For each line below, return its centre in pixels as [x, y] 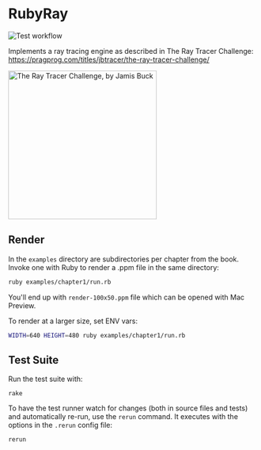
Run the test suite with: [45, 379]
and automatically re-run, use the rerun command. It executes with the [123, 417]
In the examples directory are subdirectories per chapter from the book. [124, 259]
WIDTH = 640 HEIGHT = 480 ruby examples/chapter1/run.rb [97, 335]
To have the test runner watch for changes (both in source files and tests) [128, 408]
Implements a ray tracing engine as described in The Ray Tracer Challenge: [131, 51]
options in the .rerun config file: [61, 425]
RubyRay [38, 14]
